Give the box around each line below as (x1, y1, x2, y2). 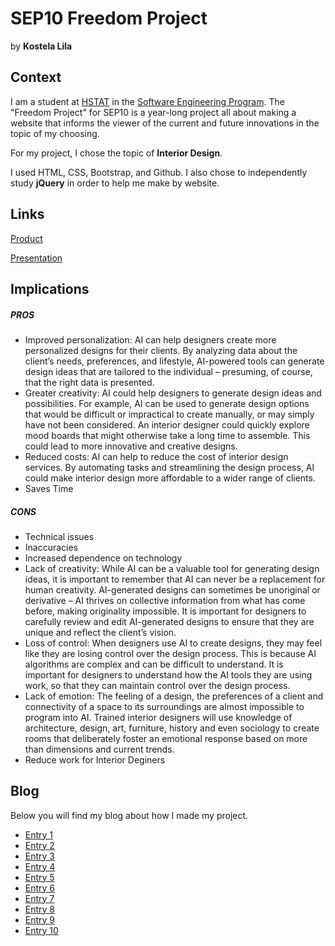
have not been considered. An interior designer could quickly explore (24, 418, 310, 431)
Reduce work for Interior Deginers (24, 753, 166, 766)
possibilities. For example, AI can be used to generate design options (24, 397, 310, 409)
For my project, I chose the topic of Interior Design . (10, 147, 223, 159)
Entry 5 (24, 871, 55, 883)
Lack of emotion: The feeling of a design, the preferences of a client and (24, 690, 324, 702)
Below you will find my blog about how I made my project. (10, 809, 249, 821)
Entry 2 (24, 839, 55, 851)
